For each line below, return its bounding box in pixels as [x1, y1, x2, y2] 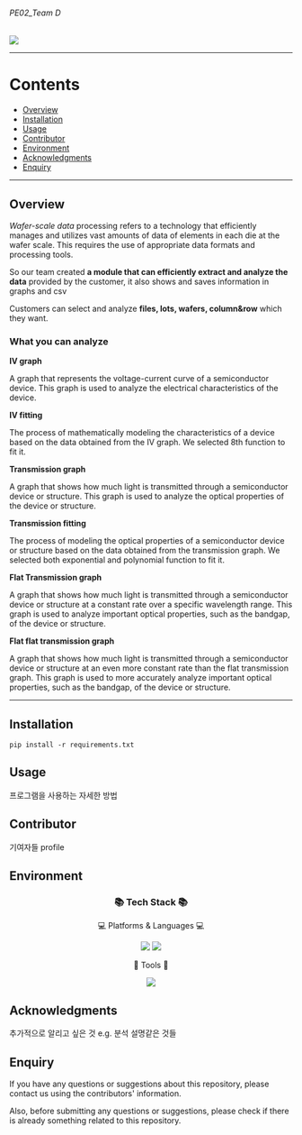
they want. [9, 312, 49, 324]
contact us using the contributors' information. [9, 1088, 182, 1099]
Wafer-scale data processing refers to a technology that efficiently [9, 220, 257, 231]
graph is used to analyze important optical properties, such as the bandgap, [9, 609, 290, 619]
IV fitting [9, 410, 43, 421]
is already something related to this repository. [9, 1115, 182, 1126]
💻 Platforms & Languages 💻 [97, 920, 205, 931]
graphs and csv [9, 285, 67, 297]
